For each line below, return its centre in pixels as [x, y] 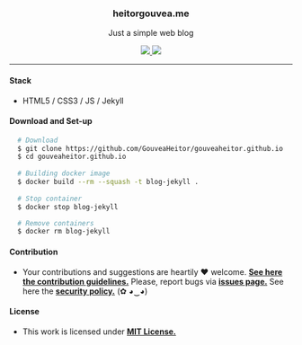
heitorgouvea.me [151, 13]
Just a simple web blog [151, 33]
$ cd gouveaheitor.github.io [72, 157]
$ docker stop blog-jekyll [68, 207]
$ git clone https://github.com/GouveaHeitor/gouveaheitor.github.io [150, 148]
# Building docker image [64, 173]
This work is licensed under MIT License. [99, 332]
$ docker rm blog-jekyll [64, 232]
